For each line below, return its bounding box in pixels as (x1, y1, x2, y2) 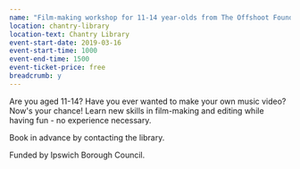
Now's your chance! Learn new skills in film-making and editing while (9, 105, 265, 116)
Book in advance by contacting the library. (9, 131, 165, 143)
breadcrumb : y (9, 72, 62, 80)
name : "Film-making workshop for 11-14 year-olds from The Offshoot (9, 13, 270, 22)
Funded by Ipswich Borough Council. (9, 149, 146, 160)
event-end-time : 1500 (9, 55, 90, 63)
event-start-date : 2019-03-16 (9, 38, 122, 47)
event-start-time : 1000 (9, 46, 98, 55)
